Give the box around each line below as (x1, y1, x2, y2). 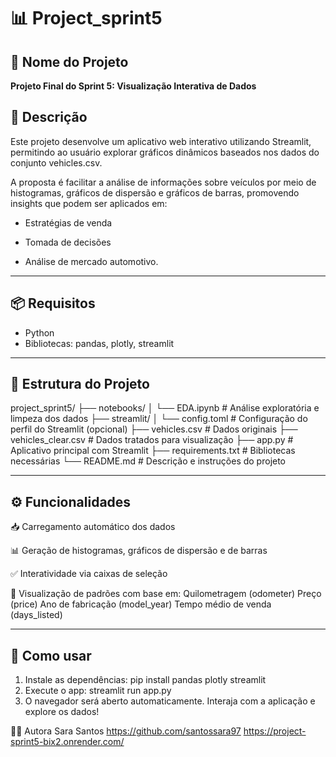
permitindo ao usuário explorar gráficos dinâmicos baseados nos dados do (10, 146, 320, 158)
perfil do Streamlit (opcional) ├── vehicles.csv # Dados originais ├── (10, 423, 298, 435)
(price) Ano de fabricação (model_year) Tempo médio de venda (10, 598, 272, 610)
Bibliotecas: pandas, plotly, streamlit (24, 337, 175, 349)
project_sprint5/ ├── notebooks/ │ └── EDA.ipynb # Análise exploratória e (10, 402, 320, 414)
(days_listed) (10, 609, 63, 621)
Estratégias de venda (24, 216, 113, 229)
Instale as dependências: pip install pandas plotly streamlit (24, 674, 267, 686)
